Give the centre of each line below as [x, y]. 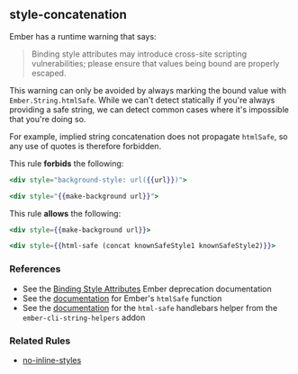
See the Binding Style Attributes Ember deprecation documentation [147, 289]
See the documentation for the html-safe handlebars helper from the [150, 307]
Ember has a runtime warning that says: [83, 36]
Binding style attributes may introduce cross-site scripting [139, 54]
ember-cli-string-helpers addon [84, 317]
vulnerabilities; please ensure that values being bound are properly [155, 63]
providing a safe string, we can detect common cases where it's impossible [149, 109]
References [35, 269]
